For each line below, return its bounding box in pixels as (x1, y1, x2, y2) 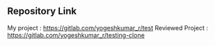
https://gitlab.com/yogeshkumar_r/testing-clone (7, 31, 145, 39)
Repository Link (7, 5, 77, 17)
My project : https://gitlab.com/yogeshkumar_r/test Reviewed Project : (7, 23, 209, 32)
